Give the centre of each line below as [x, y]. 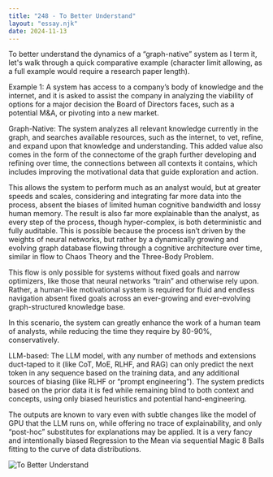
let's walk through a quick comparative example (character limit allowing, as [135, 63]
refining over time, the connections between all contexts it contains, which [133, 163]
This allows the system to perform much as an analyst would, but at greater [135, 188]
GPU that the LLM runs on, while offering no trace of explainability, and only [135, 423]
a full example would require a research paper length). [99, 72]
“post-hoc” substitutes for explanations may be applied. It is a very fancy [130, 432]
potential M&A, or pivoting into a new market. [84, 113]
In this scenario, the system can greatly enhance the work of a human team [135, 323]
